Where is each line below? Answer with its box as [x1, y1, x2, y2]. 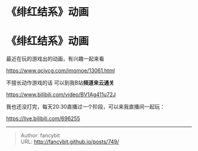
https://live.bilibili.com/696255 [6, 115, 81, 122]
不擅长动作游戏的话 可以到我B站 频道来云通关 [6, 79, 115, 86]
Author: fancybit [20, 132, 60, 139]
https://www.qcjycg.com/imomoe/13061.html [6, 67, 115, 74]
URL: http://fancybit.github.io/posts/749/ [20, 138, 120, 145]
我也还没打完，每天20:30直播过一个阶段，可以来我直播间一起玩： [6, 103, 165, 110]
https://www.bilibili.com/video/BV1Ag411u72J [6, 91, 116, 98]
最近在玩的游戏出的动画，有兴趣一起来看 [6, 55, 104, 63]
